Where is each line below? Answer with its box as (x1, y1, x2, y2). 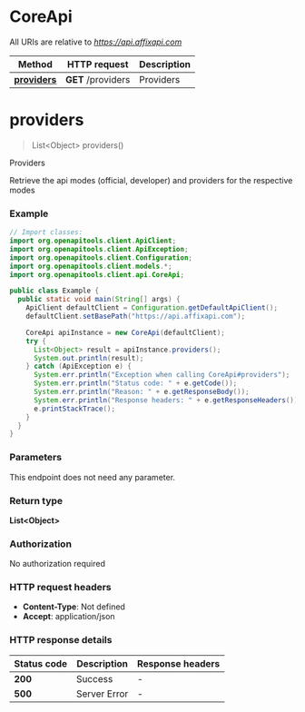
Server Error (75, 687, 129, 700)
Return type (9, 494, 64, 507)
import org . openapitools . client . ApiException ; (9, 244, 189, 253)
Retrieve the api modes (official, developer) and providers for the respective (9, 174, 293, 185)
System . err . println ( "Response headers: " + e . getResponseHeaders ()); (33, 395, 302, 405)
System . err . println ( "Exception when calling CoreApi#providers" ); (33, 371, 290, 380)
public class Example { (9, 286, 100, 296)
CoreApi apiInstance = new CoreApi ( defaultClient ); (25, 328, 225, 337)
